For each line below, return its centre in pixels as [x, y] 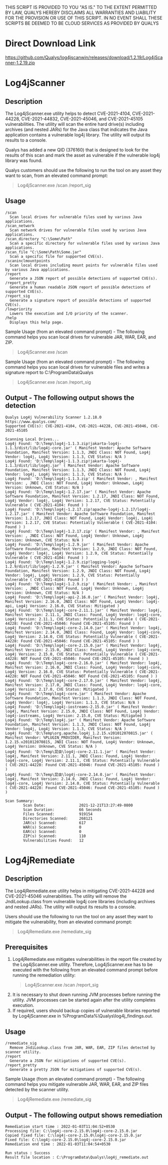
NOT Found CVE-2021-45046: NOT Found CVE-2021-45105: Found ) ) [89, 676]
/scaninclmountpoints [28, 261]
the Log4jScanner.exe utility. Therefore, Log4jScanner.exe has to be [82, 964]
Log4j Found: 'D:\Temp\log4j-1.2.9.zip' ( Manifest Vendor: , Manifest [81, 584]
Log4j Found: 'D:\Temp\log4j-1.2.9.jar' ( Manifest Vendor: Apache [77, 544]
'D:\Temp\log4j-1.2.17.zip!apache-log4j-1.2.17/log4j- [92, 509]
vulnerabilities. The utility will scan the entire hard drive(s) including [75, 124]
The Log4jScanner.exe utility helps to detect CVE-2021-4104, [68, 113]
